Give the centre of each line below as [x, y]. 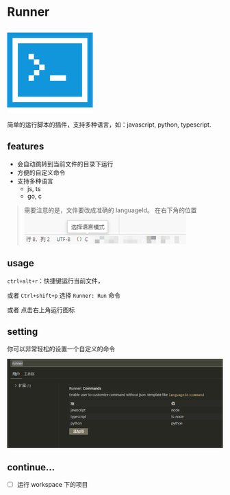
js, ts [34, 188]
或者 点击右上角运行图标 [41, 309]
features [26, 147]
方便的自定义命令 [41, 173]
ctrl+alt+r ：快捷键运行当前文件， [55, 281]
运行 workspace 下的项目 [52, 484]
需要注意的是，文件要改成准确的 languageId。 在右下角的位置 [110, 210]
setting [23, 332]
